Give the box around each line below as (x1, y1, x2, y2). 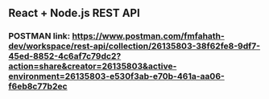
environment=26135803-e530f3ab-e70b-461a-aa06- (8, 71, 226, 82)
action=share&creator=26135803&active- (8, 60, 177, 72)
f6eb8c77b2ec (8, 80, 68, 92)
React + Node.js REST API (8, 6, 141, 20)
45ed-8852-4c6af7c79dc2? (8, 51, 122, 62)
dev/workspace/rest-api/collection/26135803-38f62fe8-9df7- (8, 40, 260, 52)
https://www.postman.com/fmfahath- (72, 31, 226, 42)
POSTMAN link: (8, 31, 71, 42)
